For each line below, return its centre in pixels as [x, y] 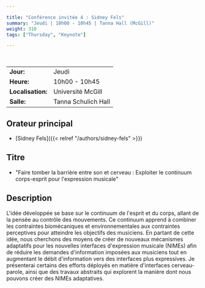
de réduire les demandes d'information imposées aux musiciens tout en [97, 252]
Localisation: [28, 91]
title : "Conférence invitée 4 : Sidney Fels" [65, 17]
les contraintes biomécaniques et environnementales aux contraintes [93, 226]
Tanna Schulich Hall [81, 102]
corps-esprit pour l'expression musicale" [67, 179]
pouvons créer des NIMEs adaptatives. [55, 278]
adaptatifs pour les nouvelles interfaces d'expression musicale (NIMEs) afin [102, 246]
